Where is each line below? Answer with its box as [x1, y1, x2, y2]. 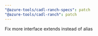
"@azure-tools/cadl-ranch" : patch [5, 12, 77, 17]
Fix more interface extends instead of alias [5, 25, 93, 31]
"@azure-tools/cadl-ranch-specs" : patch [5, 7, 91, 12]
